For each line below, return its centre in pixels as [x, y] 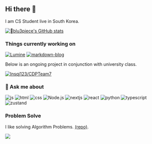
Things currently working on [40, 44]
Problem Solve [23, 116]
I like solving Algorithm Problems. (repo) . [47, 127]
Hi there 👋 [21, 9]
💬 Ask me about [24, 87]
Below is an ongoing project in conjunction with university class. [71, 64]
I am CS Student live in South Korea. [42, 21]
